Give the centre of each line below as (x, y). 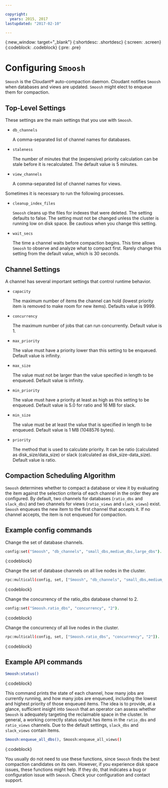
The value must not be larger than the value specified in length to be (83, 375)
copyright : (16, 14)
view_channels (27, 174)
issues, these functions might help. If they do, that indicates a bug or (76, 769)
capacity (21, 291)
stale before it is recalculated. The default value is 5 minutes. (75, 164)
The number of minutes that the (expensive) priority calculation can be (85, 159)
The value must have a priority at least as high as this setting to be (81, 400)
